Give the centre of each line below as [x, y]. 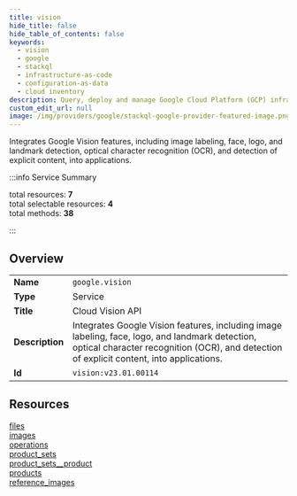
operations [29, 445]
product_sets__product [51, 463]
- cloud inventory [51, 91]
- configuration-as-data [63, 83]
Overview [37, 258]
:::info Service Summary [53, 177]
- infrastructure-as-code [65, 75]
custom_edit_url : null [51, 108]
